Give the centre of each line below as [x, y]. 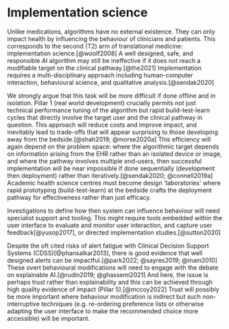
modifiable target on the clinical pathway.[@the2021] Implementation [105, 68]
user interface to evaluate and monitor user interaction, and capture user [110, 225]
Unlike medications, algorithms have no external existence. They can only [111, 31]
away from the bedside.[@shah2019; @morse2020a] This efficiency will [109, 139]
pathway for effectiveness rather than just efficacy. [79, 197]
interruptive [23, 304]
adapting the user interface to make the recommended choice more [103, 311]
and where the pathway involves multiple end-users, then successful [105, 161]
